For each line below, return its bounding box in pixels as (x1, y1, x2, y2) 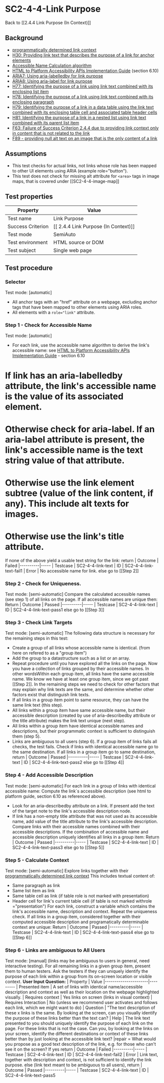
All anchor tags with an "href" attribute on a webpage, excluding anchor (12, 299, 158, 305)
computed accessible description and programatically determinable (12, 919, 149, 925)
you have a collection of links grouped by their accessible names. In (12, 665, 149, 672)
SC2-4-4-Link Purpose (5, 3, 101, 15)
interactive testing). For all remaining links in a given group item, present (5, 963, 151, 969)
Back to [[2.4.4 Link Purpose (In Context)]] (5, 20, 92, 25)
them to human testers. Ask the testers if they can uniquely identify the (5, 968, 148, 974)
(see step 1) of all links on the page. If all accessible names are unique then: (5, 596, 158, 602)
